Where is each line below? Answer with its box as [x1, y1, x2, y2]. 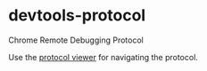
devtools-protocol [8, 5, 146, 26]
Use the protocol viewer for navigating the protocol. [8, 51, 198, 62]
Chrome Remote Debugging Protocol [8, 35, 144, 45]
